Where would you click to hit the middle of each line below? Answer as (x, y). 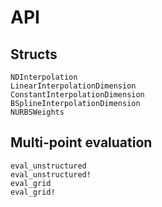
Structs (34, 54)
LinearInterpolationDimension (73, 86)
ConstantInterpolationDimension (77, 95)
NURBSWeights (37, 112)
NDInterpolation (44, 77)
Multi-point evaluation (81, 142)
